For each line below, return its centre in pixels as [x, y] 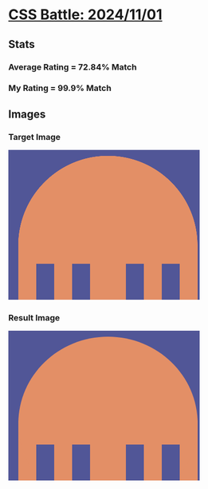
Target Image [35, 137]
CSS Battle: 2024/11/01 [85, 15]
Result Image [34, 318]
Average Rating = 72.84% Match [73, 67]
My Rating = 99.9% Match [60, 88]
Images [27, 114]
